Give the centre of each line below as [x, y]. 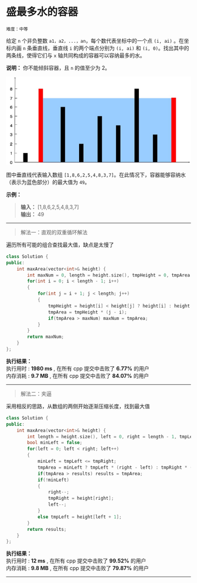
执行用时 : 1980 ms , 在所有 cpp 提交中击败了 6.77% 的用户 [78, 368]
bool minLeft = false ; [55, 443]
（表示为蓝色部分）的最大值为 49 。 [48, 182]
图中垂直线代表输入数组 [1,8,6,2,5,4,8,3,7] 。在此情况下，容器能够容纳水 [96, 175]
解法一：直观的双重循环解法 [54, 232]
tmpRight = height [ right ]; [81, 499]
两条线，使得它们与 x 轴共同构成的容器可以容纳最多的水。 [76, 55]
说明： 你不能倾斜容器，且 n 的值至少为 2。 [58, 67]
